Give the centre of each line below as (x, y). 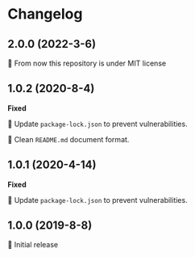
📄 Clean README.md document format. (68, 139)
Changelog (45, 14)
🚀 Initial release (33, 245)
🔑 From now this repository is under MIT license (87, 63)
